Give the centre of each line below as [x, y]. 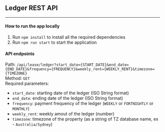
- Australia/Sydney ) [32, 124]
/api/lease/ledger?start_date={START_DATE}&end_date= [73, 65]
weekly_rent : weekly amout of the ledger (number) [63, 114]
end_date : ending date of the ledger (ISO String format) [68, 98]
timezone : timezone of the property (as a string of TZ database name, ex [85, 119]
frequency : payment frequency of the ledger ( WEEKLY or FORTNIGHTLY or [83, 104]
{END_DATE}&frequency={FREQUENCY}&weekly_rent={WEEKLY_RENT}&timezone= [80, 69]
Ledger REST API [31, 8]
